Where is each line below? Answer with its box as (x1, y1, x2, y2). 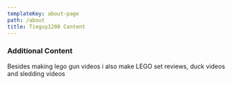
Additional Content (7, 46, 73, 56)
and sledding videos (7, 69, 65, 77)
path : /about (7, 17, 45, 24)
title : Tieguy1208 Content (7, 23, 86, 30)
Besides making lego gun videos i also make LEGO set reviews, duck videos (7, 62, 225, 70)
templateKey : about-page (7, 10, 79, 17)
